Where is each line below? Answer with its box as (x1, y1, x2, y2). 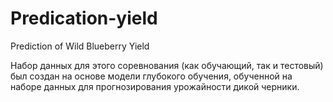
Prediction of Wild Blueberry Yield (10, 40, 150, 52)
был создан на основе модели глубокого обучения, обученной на (10, 70, 293, 82)
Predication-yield (10, 7, 158, 30)
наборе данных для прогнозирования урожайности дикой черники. (10, 80, 300, 92)
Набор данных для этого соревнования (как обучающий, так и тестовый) (10, 59, 324, 71)
